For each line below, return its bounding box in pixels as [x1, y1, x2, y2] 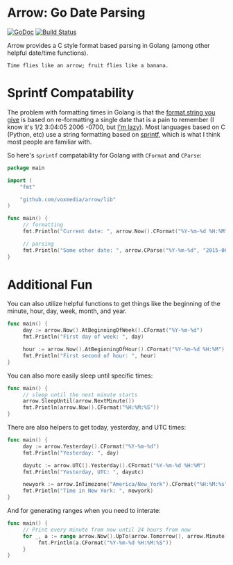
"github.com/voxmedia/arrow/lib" [19, 196, 116, 203]
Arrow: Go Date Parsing [7, 5, 146, 21]
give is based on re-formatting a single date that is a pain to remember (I [7, 115, 214, 124]
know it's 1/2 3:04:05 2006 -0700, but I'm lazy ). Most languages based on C [7, 123, 225, 131]
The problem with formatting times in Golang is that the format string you [7, 108, 216, 116]
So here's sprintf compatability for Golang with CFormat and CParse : [7, 151, 202, 159]
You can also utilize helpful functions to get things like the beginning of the [7, 300, 221, 308]
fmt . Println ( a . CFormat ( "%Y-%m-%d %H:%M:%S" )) [37, 539, 172, 546]
